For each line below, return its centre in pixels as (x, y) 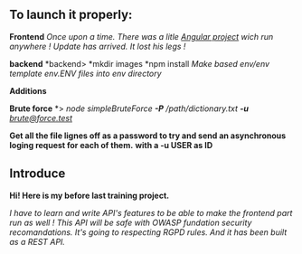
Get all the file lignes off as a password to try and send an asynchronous (148, 136)
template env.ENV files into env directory (85, 73)
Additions (28, 90)
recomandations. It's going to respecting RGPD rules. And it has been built (148, 232)
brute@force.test (41, 118)
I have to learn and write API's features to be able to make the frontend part (151, 212)
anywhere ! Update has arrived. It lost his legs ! (98, 46)
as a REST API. (38, 241)
